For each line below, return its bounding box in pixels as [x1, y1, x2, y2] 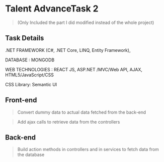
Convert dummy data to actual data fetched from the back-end [17, 109, 146, 115]
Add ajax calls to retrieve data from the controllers [17, 119, 120, 125]
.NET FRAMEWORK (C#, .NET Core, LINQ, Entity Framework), [5, 47, 131, 53]
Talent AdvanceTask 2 [5, 3, 98, 14]
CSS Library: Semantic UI [5, 81, 57, 87]
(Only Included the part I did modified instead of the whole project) [17, 19, 155, 25]
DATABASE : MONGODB [5, 57, 55, 63]
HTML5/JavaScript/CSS [5, 72, 54, 78]
